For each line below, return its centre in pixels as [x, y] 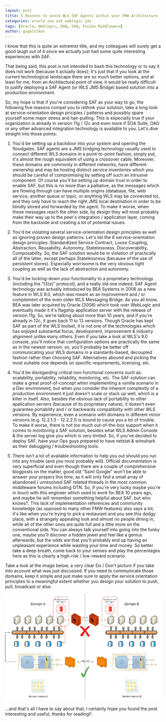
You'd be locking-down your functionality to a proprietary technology [83, 279]
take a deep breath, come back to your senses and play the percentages [86, 551]
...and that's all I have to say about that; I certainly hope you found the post [81, 709]
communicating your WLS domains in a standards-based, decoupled [82, 353]
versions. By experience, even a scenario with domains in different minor [86, 415]
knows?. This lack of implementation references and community [78, 503]
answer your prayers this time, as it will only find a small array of [78, 477]
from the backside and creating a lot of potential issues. [69, 223]
